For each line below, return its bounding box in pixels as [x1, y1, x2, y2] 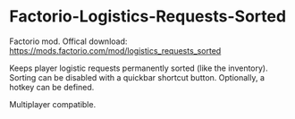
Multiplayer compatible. [9, 98, 97, 109]
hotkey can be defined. [9, 81, 95, 92]
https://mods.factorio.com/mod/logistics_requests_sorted [9, 45, 222, 55]
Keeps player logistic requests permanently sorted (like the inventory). [9, 63, 268, 73]
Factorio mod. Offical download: [9, 36, 128, 47]
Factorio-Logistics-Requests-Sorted [9, 6, 287, 27]
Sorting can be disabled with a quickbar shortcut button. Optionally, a [9, 72, 265, 82]
